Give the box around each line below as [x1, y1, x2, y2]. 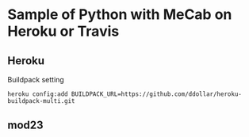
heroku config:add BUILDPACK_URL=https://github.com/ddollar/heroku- [7, 90, 243, 98]
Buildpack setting [7, 75, 64, 84]
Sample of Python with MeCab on [7, 6, 232, 24]
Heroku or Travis [7, 22, 120, 40]
